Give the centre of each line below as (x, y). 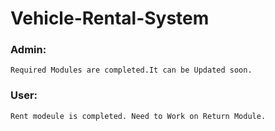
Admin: (28, 50)
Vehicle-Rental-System (110, 18)
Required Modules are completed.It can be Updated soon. (131, 70)
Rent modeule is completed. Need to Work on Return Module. (138, 116)
